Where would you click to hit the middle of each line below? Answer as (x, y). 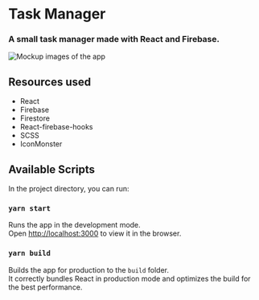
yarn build (29, 253)
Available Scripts (51, 169)
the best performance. (45, 287)
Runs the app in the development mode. (74, 225)
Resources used (49, 82)
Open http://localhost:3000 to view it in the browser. (95, 233)
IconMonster (41, 144)
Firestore (35, 118)
